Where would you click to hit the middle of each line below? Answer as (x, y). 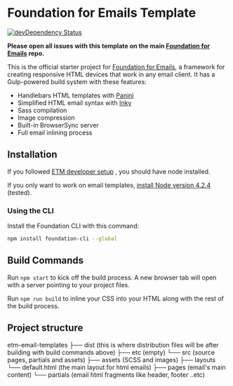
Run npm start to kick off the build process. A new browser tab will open (112, 277)
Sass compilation (42, 110)
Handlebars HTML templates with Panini (75, 95)
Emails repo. (26, 53)
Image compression (46, 118)
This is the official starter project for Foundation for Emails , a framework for (116, 67)
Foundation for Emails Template (102, 13)
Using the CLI (31, 210)
